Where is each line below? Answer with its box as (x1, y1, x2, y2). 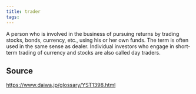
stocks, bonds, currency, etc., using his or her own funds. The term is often (6, 36, 189, 43)
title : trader (6, 8, 41, 15)
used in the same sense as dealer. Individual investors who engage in (6, 42, 175, 50)
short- (175, 42, 191, 50)
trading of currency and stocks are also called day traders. (18, 49, 161, 56)
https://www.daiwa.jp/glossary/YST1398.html (6, 82, 116, 89)
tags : (6, 14, 19, 20)
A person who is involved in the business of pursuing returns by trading (6, 30, 180, 37)
